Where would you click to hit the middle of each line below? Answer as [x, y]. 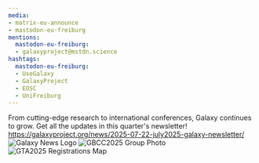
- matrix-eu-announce [44, 23]
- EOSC [26, 88]
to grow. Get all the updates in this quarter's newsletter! [98, 126]
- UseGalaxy [35, 74]
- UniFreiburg [38, 96]
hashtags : [24, 60]
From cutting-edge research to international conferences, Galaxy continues [130, 118]
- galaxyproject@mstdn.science [66, 52]
